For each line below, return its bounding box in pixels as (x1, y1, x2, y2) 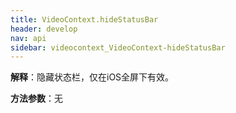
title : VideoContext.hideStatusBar (10, 14, 159, 25)
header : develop (10, 24, 78, 34)
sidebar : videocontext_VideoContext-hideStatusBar (10, 42, 226, 53)
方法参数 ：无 (10, 92, 63, 105)
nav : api (10, 33, 47, 43)
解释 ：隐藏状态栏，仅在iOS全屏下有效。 (10, 71, 175, 83)
